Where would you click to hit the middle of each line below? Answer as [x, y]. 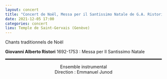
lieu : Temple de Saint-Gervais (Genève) [48, 28]
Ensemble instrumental [83, 67]
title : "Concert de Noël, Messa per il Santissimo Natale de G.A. [75, 14]
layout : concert [22, 10]
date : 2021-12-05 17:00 [30, 19]
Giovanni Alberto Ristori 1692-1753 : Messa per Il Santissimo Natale [75, 52]
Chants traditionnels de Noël [34, 42]
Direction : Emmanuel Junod [83, 72]
